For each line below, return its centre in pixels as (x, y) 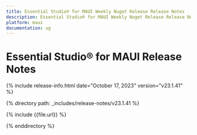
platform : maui (25, 22)
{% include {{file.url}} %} (36, 114)
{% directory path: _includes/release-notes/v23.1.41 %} (73, 103)
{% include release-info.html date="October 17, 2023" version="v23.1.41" (94, 86)
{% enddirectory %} (30, 126)
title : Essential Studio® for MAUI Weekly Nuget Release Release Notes (95, 11)
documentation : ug (28, 28)
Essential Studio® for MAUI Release (94, 57)
